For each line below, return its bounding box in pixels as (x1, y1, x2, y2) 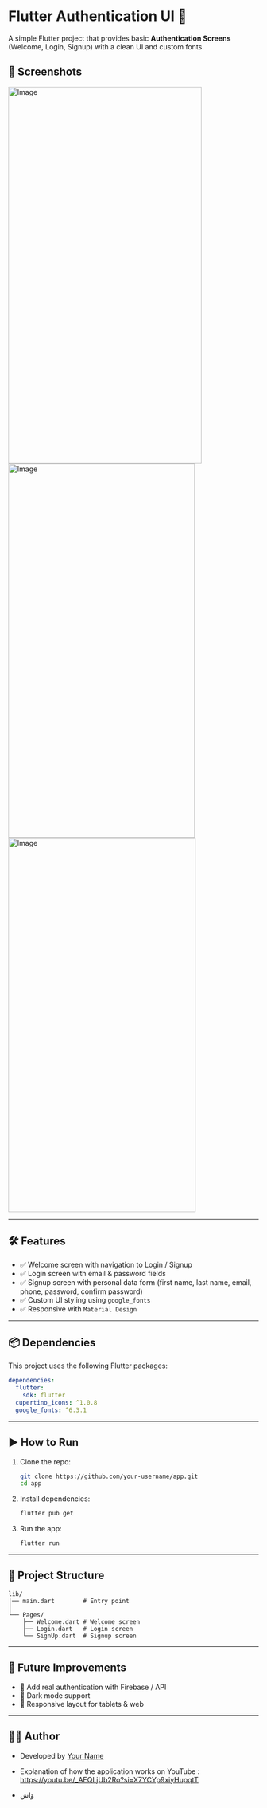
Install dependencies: (19, 1494, 91, 1503)
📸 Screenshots (8, 65, 83, 79)
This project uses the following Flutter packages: (8, 1361, 168, 1370)
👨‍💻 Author (8, 1730, 60, 1743)
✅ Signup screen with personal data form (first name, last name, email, (19, 1277, 252, 1287)
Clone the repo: (19, 1456, 72, 1466)
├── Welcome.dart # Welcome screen (22, 1617, 141, 1625)
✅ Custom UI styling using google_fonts (19, 1295, 151, 1304)
